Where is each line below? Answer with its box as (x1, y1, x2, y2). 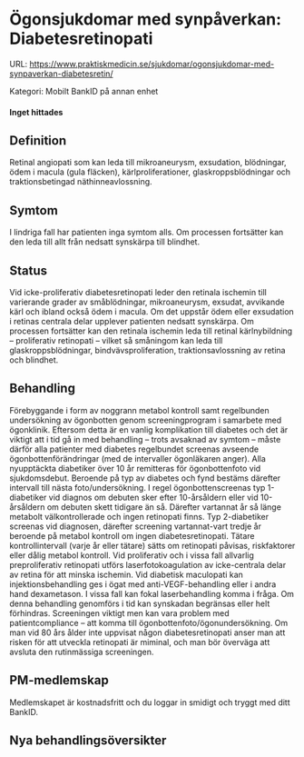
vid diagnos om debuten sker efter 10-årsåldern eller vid (48, 492, 259, 503)
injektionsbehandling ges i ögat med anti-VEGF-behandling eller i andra (9, 578, 277, 590)
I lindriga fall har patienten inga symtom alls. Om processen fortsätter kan (9, 227, 284, 238)
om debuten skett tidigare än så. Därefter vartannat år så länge (46, 501, 281, 513)
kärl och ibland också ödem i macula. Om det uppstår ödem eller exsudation (9, 305, 295, 317)
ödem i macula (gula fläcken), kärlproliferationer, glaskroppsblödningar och (9, 166, 291, 177)
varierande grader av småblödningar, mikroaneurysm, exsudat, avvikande (9, 296, 285, 307)
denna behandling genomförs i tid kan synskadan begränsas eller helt (9, 598, 270, 609)
